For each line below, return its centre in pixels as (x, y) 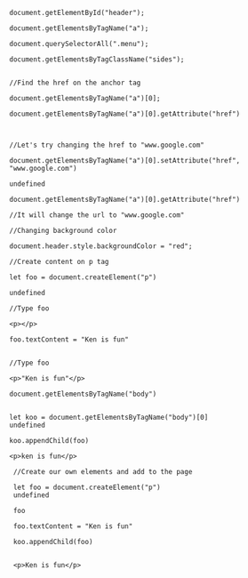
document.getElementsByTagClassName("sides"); (97, 60)
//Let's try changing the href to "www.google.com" (107, 145)
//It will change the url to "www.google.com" (97, 215)
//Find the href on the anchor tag (75, 83)
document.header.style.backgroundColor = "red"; (101, 246)
